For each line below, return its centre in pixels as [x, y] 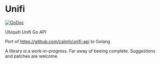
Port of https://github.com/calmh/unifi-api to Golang [58, 41]
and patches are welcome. [32, 56]
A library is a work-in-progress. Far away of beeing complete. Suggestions [80, 51]
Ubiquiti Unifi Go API [26, 32]
